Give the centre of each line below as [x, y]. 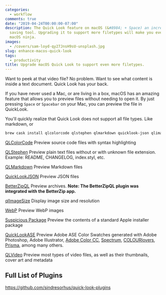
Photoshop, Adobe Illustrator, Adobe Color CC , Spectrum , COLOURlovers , [80, 240]
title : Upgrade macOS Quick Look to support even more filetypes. [75, 65]
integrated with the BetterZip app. [41, 191]
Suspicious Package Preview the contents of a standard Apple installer [77, 220]
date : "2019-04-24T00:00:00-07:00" [42, 23]
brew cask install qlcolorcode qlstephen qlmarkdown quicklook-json [77, 133]
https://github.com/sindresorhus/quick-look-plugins [58, 287]
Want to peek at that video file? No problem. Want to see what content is [79, 79]
